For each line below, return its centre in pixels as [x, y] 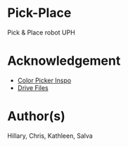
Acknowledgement [64, 61]
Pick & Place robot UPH [41, 32]
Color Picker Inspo [44, 80]
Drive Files [33, 88]
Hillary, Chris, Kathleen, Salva [50, 136]
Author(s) [36, 116]
